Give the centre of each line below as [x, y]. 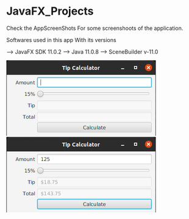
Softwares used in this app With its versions [62, 40]
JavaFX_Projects [50, 11]
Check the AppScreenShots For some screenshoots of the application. [95, 28]
